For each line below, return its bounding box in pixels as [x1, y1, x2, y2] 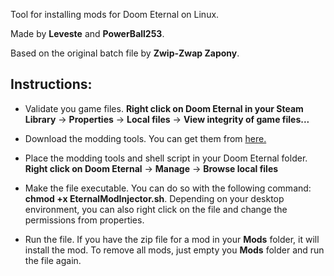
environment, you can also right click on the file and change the [24, 203, 288, 215]
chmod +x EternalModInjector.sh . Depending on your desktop [24, 192, 285, 204]
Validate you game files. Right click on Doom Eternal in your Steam [24, 102, 304, 114]
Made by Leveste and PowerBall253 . [10, 28, 165, 39]
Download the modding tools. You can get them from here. [24, 132, 267, 144]
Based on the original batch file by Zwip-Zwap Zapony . [10, 47, 240, 59]
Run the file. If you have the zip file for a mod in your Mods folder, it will [24, 233, 320, 245]
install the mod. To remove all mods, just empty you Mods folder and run [24, 244, 325, 256]
